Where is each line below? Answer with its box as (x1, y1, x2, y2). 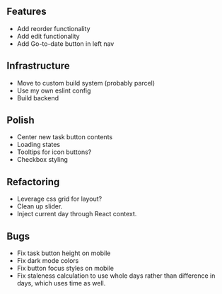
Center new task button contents (16, 133, 113, 141)
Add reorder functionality (16, 24, 90, 33)
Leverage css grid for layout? (16, 194, 103, 204)
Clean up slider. (16, 202, 63, 211)
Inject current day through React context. (16, 210, 137, 218)
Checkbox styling (16, 155, 69, 164)
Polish (6, 114, 35, 127)
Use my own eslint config (16, 86, 91, 95)
